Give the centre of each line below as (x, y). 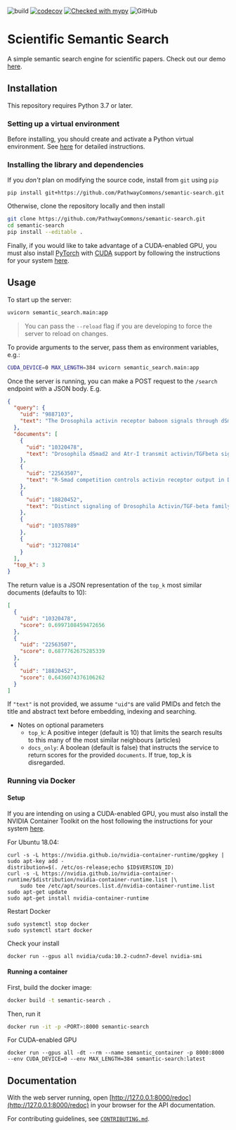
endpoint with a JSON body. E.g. (54, 388)
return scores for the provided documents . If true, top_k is (110, 755)
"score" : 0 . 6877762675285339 (63, 652)
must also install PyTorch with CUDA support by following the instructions (114, 253)
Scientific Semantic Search (88, 39)
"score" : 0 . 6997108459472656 (63, 625)
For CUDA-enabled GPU (42, 1040)
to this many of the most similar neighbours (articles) (104, 740)
